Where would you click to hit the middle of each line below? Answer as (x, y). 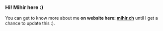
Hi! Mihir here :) (24, 7)
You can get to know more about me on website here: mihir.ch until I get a (81, 18)
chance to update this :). (30, 23)
